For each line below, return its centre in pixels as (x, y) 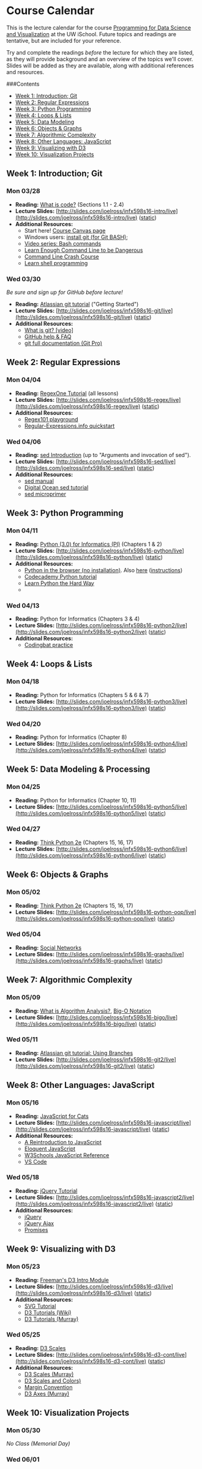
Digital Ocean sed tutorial (56, 487)
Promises (36, 1229)
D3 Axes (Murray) (47, 1394)
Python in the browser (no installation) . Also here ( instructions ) (103, 570)
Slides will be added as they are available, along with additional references (100, 66)
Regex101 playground (51, 419)
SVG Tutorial (40, 1306)
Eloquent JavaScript (50, 1149)
